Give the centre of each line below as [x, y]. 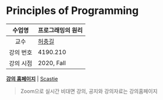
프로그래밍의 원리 [60, 30]
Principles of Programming [72, 11]
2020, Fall [52, 63]
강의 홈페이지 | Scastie [32, 78]
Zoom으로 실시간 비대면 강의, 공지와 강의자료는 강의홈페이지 [89, 91]
